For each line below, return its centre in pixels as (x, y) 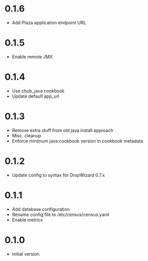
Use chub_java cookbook (38, 91)
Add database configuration (41, 209)
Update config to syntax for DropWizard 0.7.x (58, 175)
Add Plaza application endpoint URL (49, 23)
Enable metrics (27, 220)
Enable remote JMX (32, 57)
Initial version (25, 254)
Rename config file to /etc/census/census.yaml (60, 214)
